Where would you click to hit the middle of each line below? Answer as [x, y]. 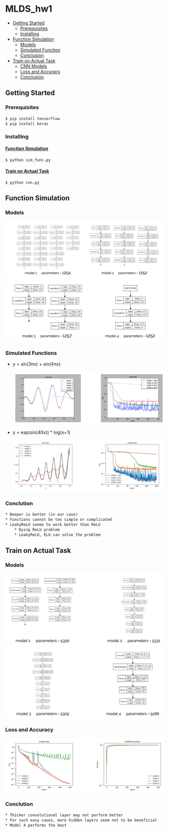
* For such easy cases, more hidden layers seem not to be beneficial [81, 820]
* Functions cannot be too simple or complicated [59, 520]
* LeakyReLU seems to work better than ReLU [53, 525]
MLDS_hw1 [29, 9]
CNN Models [33, 66]
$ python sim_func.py [28, 160]
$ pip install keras [27, 124]
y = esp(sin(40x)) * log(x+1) [41, 432]
